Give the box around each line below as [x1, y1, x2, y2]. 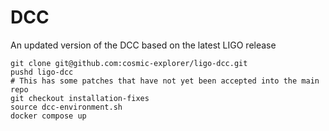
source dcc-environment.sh [10, 102, 123, 112]
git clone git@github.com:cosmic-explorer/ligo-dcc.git [10, 58, 248, 68]
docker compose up [10, 111, 87, 121]
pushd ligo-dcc [10, 67, 74, 77]
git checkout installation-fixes [10, 93, 150, 103]
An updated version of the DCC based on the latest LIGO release [10, 39, 277, 51]
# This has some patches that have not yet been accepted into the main [10, 76, 320, 86]
